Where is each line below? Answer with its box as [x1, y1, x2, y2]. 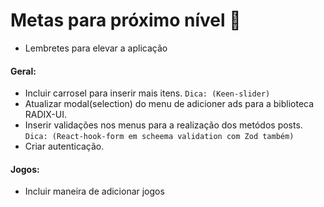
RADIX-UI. [24, 109, 68, 121]
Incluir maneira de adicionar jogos [24, 185, 165, 198]
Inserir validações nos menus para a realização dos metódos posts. [24, 119, 303, 131]
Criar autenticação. [24, 140, 105, 153]
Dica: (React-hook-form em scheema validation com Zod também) [24, 132, 295, 142]
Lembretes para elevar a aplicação [24, 42, 168, 54]
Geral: [10, 65, 37, 77]
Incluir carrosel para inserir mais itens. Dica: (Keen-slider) [24, 87, 271, 99]
